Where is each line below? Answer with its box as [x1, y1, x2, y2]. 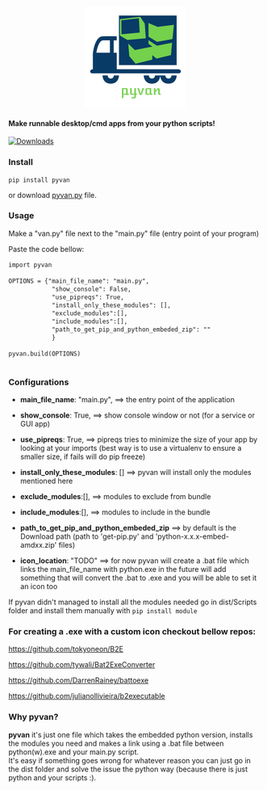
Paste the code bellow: [8, 244, 85, 254]
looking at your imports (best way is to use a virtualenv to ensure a [19, 443, 242, 453]
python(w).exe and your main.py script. [8, 746, 140, 757]
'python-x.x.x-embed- [155, 532, 230, 541]
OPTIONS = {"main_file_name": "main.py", [8, 277, 150, 285]
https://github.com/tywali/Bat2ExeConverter [8, 660, 156, 670]
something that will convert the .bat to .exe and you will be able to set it [19, 573, 257, 583]
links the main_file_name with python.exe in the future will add [19, 565, 227, 574]
